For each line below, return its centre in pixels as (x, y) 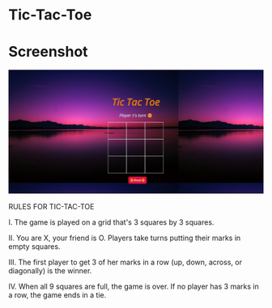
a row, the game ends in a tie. (57, 295)
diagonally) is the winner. (50, 270)
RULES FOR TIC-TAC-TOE (51, 206)
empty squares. (34, 246)
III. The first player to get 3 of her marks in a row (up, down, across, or (125, 262)
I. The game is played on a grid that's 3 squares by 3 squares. (111, 222)
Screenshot (48, 52)
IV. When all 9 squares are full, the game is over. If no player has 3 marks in (134, 286)
